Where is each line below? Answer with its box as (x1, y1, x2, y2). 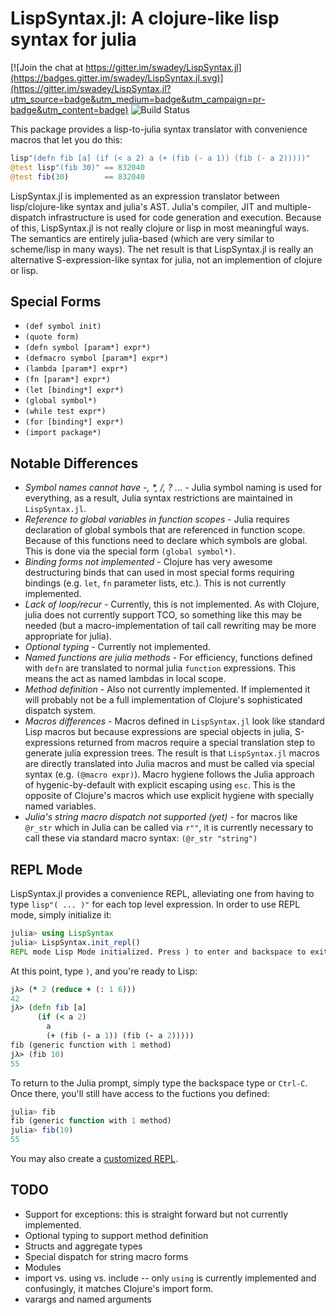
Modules (24, 1261, 62, 1273)
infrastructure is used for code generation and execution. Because (48, 211, 322, 223)
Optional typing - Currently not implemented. (24, 641, 211, 653)
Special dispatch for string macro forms (24, 1250, 189, 1262)
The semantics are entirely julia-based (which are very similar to (10, 232, 275, 244)
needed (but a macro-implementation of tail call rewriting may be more (24, 620, 317, 632)
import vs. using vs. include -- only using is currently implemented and (24, 1272, 317, 1284)
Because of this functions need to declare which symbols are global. (24, 535, 308, 547)
